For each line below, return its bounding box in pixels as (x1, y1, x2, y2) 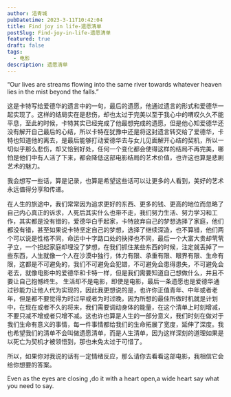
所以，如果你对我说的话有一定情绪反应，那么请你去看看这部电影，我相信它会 (7, 352, 224, 360)
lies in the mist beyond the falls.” (7, 87, 99, 96)
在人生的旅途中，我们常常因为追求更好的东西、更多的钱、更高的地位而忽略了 (7, 200, 224, 208)
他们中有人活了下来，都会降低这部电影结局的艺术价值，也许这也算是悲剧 (19, 153, 224, 162)
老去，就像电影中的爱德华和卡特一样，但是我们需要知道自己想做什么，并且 (7, 268, 218, 277)
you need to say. (7, 381, 54, 389)
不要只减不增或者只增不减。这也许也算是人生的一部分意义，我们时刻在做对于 (7, 311, 224, 320)
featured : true (7, 36, 51, 43)
